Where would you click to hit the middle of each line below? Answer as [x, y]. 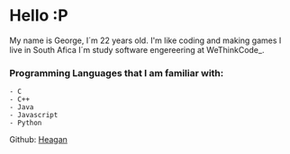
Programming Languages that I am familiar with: [117, 73]
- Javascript [34, 115]
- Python [26, 123]
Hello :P [39, 16]
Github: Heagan [38, 140]
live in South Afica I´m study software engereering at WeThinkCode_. [137, 49]
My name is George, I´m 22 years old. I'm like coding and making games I [145, 40]
